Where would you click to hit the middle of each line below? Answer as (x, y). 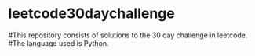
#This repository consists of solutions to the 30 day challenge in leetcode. (128, 35)
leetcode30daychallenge (91, 14)
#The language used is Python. (58, 43)
